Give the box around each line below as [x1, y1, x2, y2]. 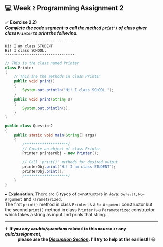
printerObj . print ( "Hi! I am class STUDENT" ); [22, 164, 116, 169]
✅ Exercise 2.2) [5, 19, 37, 25]
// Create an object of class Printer [22, 146, 101, 151]
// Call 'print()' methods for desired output [22, 160, 118, 165]
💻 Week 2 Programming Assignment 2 [5, 4, 124, 12]
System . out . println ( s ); [22, 106, 70, 111]
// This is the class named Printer [5, 60, 79, 66]
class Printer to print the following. [5, 30, 78, 35]
